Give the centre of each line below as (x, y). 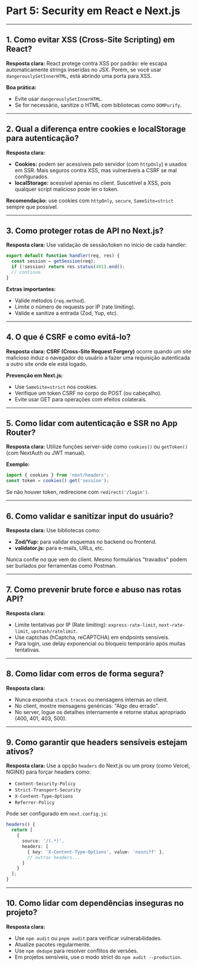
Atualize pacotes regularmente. (53, 944)
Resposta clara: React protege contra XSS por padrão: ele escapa (87, 63)
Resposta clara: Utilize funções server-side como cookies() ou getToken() (97, 447)
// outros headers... (54, 857)
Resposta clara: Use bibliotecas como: (54, 530)
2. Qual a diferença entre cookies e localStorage (96, 129)
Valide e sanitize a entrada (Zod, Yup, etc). (66, 313)
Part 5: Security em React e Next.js (93, 11)
